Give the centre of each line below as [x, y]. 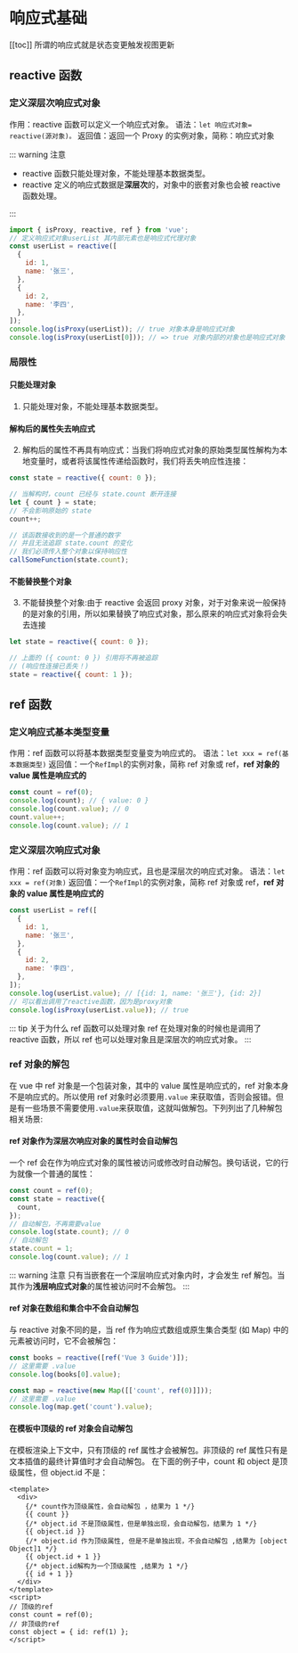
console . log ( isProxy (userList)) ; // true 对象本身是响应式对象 [122, 329]
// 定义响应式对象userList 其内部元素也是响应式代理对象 [103, 238]
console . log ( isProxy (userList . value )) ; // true [99, 1010]
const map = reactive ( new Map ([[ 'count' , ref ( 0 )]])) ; [111, 1390]
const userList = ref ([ [53, 910]
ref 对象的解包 [40, 1065]
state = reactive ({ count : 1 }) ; [71, 674]
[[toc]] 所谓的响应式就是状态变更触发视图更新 [92, 45]
